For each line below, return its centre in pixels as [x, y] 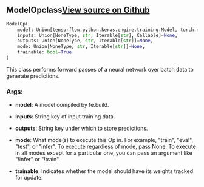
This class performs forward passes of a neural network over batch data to [100, 69]
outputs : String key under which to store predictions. [81, 128]
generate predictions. [33, 76]
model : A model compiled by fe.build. [62, 105]
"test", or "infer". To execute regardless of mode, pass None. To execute [105, 147]
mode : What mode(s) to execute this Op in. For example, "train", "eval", [104, 140]
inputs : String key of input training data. [65, 117]
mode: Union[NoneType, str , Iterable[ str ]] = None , [81, 47]
